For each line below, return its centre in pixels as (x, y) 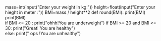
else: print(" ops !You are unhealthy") (43, 33)
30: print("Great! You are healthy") (40, 28)
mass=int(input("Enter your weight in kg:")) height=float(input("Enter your (80, 7)
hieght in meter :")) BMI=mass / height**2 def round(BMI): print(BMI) (75, 12)
